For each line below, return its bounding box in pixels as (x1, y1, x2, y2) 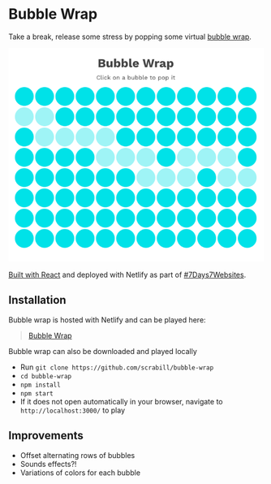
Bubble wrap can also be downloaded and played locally (8, 346, 197, 356)
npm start (19, 389, 54, 398)
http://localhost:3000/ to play (19, 405, 126, 415)
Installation (8, 293, 67, 307)
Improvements (8, 429, 84, 443)
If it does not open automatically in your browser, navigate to (19, 396, 223, 406)
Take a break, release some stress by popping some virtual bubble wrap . (8, 32, 252, 41)
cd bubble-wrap (19, 372, 72, 380)
